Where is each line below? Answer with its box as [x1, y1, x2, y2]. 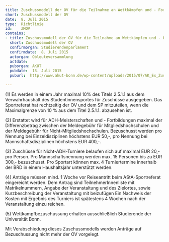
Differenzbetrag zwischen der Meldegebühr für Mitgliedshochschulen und [5, 122, 159, 129]
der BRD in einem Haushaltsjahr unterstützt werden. [5, 164, 113, 170]
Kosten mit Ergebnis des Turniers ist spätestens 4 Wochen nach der [5, 195, 146, 202]
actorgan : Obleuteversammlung [10, 54, 73, 59]
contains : [5, 31, 26, 36]
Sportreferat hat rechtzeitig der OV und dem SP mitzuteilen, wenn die [5, 102, 149, 108]
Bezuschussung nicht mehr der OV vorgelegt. [5, 231, 100, 237]
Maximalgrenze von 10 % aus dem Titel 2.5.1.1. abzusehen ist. [5, 107, 132, 113]
